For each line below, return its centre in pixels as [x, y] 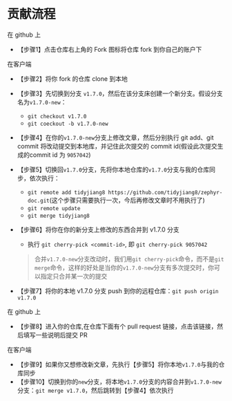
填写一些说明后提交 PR [55, 335]
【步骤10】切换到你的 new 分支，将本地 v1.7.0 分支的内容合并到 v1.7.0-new [119, 382]
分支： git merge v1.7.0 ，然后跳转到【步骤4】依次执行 [95, 390]
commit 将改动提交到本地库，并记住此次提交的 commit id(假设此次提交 [117, 146]
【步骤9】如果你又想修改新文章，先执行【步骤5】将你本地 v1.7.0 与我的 [118, 364]
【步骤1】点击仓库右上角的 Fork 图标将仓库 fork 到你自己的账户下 [109, 49]
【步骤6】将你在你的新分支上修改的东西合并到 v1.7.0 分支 [98, 230]
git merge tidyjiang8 [58, 216]
